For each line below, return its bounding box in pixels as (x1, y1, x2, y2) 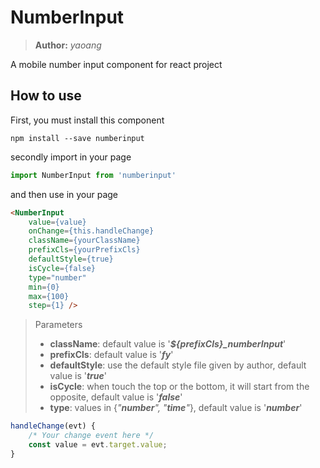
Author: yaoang (34, 39, 102, 51)
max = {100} (28, 291, 70, 301)
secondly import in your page (10, 151, 132, 163)
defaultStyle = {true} (28, 254, 114, 264)
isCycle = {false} (28, 263, 97, 273)
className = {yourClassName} (28, 236, 141, 246)
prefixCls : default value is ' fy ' (49, 349, 174, 361)
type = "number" (28, 272, 87, 283)
